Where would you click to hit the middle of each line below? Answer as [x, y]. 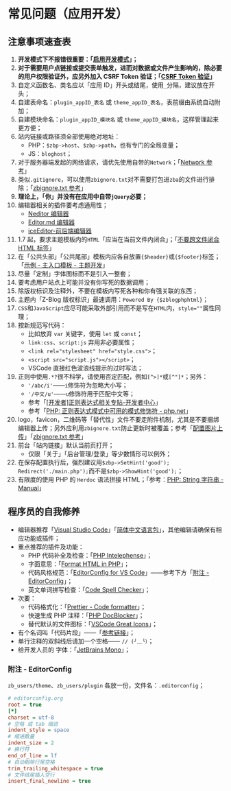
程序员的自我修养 [44, 512]
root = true [25, 705]
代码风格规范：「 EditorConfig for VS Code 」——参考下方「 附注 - [119, 572]
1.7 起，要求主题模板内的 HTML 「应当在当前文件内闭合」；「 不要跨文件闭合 [119, 239]
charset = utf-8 [31, 718]
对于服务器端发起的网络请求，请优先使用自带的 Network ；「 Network [111, 162]
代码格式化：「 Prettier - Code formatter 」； [87, 606]
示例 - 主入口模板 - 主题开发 [63, 265]
